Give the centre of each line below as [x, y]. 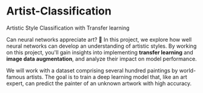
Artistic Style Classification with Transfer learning [68, 28]
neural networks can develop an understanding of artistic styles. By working [101, 46]
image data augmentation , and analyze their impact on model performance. [101, 59]
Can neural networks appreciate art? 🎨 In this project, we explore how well [99, 39]
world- [188, 70]
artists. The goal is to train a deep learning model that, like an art [107, 77]
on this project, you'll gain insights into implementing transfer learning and [100, 52]
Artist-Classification [59, 11]
